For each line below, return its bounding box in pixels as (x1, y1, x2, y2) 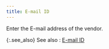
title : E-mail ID (6, 8, 50, 15)
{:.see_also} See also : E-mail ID (6, 36, 85, 43)
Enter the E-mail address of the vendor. (6, 25, 103, 32)
